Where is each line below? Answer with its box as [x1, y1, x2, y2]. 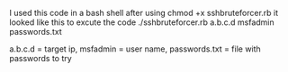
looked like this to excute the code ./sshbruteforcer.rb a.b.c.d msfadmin [9, 17, 274, 28]
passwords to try [9, 53, 72, 63]
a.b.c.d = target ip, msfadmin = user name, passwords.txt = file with [9, 44, 261, 54]
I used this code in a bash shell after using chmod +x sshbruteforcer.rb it [9, 8, 279, 18]
